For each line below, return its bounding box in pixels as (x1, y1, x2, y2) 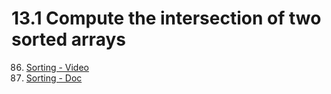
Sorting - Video (25, 61, 89, 73)
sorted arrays (11, 28, 126, 51)
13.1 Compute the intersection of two (11, 7, 322, 30)
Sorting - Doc (25, 72, 83, 84)
